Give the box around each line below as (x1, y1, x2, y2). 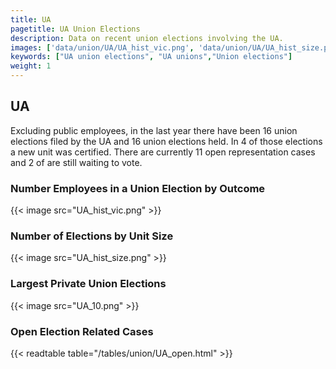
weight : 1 (10, 61, 52, 71)
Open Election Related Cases (10, 324, 154, 338)
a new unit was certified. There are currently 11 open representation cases (10, 146, 316, 158)
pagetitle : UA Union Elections (10, 24, 141, 34)
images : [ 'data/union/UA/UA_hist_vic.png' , (10, 42, 195, 53)
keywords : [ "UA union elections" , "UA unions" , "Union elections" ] (10, 52, 293, 62)
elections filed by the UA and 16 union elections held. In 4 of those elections (10, 135, 323, 147)
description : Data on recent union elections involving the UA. (10, 33, 284, 43)
